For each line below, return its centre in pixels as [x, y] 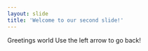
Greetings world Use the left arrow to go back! [74, 40]
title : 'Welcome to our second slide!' [66, 20]
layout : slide [28, 14]
